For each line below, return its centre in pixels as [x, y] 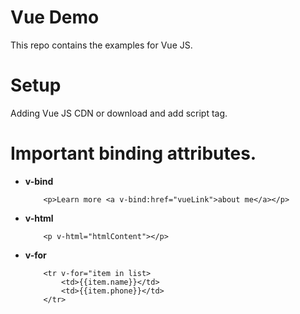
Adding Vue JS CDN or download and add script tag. [119, 113]
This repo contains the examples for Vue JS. [101, 45]
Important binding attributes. [133, 153]
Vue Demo [55, 17]
